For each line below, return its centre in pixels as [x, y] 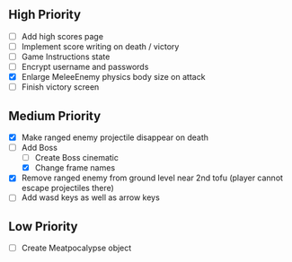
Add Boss [39, 148]
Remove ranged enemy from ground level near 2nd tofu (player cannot [152, 178]
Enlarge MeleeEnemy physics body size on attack [113, 77]
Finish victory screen [60, 87]
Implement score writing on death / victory [100, 46]
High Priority [45, 15]
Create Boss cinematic [76, 158]
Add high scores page [62, 36]
